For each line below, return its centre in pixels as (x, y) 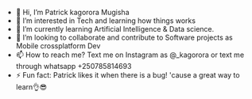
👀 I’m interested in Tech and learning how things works (106, 21)
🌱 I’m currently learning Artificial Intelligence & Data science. (115, 29)
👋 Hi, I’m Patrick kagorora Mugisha (72, 12)
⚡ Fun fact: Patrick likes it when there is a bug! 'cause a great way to (128, 75)
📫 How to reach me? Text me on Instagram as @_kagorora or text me (130, 55)
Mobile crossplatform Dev (58, 46)
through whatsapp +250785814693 (74, 66)
